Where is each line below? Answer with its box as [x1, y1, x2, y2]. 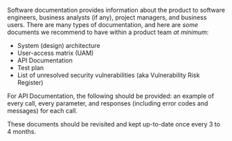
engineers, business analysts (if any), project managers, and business [7, 13, 207, 22]
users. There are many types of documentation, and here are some [7, 21, 199, 28]
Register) [17, 78, 44, 86]
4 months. [7, 128, 37, 135]
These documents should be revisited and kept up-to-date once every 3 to [7, 120, 220, 128]
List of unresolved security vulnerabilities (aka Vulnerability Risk [17, 71, 200, 79]
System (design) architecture [17, 42, 100, 49]
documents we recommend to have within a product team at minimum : [7, 28, 209, 36]
